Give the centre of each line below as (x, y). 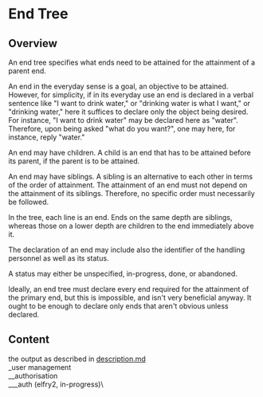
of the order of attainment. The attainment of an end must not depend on (128, 185)
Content (29, 340)
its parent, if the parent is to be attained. (74, 161)
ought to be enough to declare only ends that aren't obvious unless (118, 306)
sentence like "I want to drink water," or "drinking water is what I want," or (130, 103)
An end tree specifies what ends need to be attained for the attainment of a (132, 62)
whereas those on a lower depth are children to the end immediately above (131, 226)
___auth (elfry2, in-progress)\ (56, 384)
